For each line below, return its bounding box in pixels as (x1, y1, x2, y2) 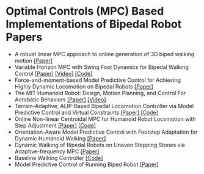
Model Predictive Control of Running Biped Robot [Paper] (14, 161, 159, 168)
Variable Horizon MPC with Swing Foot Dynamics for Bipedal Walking (14, 63, 189, 71)
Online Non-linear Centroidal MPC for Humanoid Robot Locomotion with (14, 115, 196, 123)
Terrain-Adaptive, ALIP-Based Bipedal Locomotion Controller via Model (14, 102, 194, 109)
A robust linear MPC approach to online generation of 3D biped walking (14, 50, 195, 57)
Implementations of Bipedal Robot (5, 17, 182, 31)
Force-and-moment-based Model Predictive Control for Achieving (14, 76, 181, 84)
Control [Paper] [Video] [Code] (14, 70, 93, 77)
